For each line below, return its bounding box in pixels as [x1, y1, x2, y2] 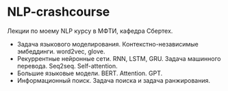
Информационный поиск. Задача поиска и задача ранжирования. [16, 76, 211, 84]
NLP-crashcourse [7, 4, 110, 20]
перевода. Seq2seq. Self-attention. [16, 62, 118, 70]
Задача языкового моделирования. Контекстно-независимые [16, 40, 199, 48]
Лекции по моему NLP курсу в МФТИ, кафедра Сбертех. [7, 27, 173, 35]
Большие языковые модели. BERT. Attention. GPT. [16, 69, 163, 77]
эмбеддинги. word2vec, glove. [16, 47, 105, 55]
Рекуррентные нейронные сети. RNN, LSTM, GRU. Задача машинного [16, 54, 221, 62]
